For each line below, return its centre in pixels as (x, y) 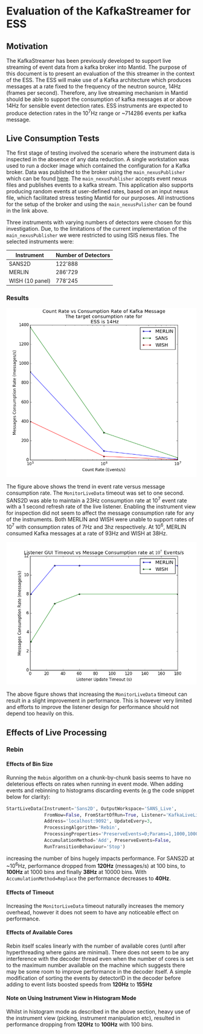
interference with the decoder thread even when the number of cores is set (100, 959)
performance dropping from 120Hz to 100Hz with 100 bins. (80, 1024)
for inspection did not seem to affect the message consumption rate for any (100, 513)
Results (18, 298)
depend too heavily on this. (40, 713)
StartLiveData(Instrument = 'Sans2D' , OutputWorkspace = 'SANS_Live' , (92, 808)
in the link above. (27, 211)
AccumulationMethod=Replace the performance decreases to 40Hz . (89, 878)
